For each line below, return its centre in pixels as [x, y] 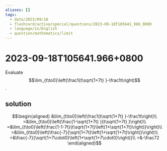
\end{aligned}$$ [85, 143]
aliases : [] [18, 10]
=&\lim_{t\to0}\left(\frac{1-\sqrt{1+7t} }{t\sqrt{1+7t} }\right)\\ [85, 121]
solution [18, 104]
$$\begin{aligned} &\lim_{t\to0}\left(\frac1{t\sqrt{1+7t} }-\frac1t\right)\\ [85, 116]
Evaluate [14, 72]
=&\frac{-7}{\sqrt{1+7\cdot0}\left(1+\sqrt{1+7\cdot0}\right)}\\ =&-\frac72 [85, 137]
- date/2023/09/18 [29, 19]
